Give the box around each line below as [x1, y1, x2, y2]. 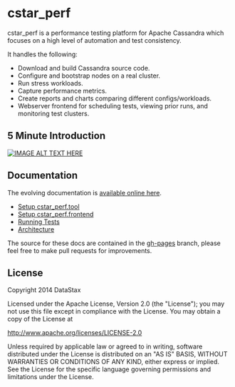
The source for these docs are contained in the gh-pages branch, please [7, 239, 221, 247]
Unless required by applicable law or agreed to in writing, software [7, 342, 203, 351]
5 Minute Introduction [7, 130, 105, 142]
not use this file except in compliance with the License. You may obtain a [7, 307, 221, 316]
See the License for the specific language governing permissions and [7, 365, 211, 373]
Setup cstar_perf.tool [17, 202, 80, 211]
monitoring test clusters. [17, 109, 90, 118]
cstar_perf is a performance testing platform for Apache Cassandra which [7, 29, 224, 37]
